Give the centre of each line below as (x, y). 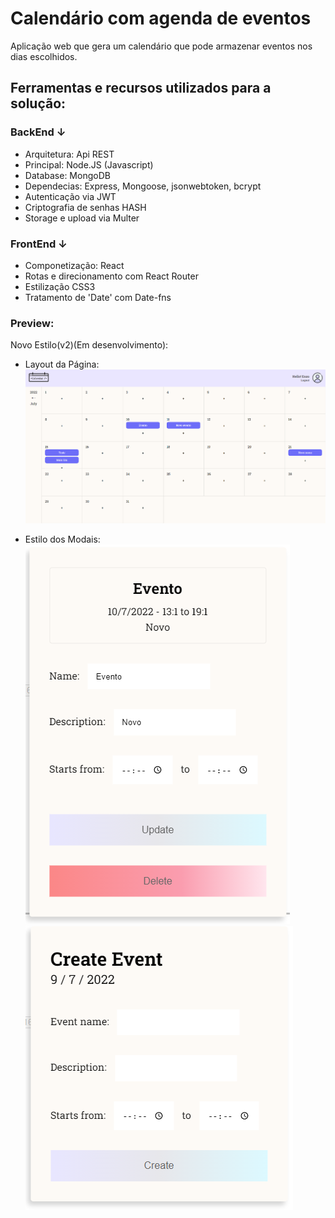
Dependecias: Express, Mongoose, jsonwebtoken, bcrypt (143, 186)
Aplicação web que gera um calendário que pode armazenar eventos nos (161, 46)
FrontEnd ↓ (39, 244)
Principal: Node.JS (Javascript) (89, 164)
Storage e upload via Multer (82, 218)
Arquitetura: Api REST (69, 154)
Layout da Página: (62, 364)
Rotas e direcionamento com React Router (111, 276)
